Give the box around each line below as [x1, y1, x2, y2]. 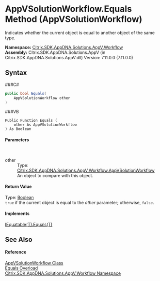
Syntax [5, 69, 27, 77]
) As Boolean [5, 127, 32, 132]
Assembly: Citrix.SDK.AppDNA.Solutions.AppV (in [5, 50, 106, 55]
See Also [5, 235, 32, 244]
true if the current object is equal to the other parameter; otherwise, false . [5, 199, 154, 205]
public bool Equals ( [5, 91, 47, 96]
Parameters [5, 137, 29, 143]
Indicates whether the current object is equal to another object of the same [5, 30, 155, 35]
